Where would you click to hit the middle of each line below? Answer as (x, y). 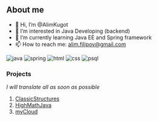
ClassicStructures (37, 99)
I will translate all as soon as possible (53, 87)
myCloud (26, 112)
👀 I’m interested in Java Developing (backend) (72, 31)
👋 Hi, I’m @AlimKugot (41, 24)
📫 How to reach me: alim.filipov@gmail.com (70, 44)
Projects (19, 74)
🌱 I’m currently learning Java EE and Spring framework (83, 37)
